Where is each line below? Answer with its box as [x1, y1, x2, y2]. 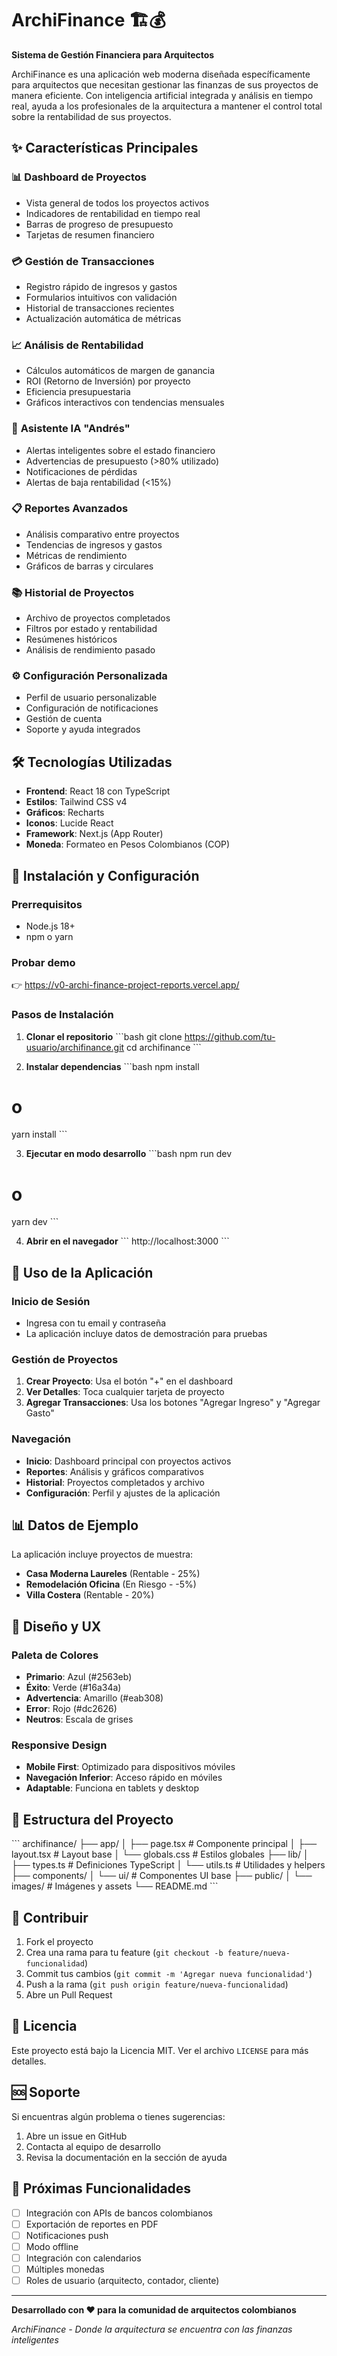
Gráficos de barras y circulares [25, 560, 154, 572]
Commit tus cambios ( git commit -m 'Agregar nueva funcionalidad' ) [25, 1968, 313, 1980]
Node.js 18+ [25, 920, 76, 932]
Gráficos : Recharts [25, 807, 105, 819]
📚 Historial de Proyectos [11, 585, 135, 599]
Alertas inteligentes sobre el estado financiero [25, 444, 216, 456]
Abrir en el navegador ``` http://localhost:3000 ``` [25, 1235, 230, 1247]
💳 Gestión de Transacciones [11, 254, 155, 268]
